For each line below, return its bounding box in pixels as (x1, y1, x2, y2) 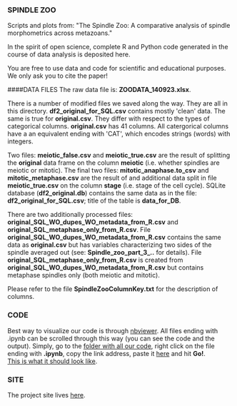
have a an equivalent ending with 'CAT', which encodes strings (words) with (7, 130, 231, 138)
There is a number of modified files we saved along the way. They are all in (7, 99, 228, 108)
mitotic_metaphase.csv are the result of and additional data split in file (7, 173, 218, 183)
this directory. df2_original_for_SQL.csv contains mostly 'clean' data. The (7, 107, 226, 116)
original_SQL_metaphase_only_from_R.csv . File (7, 225, 151, 234)
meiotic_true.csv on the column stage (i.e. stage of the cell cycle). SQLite (7, 181, 226, 190)
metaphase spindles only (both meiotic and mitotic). (7, 271, 161, 280)
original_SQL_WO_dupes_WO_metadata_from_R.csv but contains (7, 263, 204, 272)
